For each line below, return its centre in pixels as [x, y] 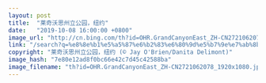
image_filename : [35, 67]
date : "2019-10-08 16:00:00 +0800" [70, 30]
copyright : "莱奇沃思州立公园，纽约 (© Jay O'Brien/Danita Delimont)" [120, 52]
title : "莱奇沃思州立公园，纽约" [59, 23]
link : [17, 45]
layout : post [30, 15]
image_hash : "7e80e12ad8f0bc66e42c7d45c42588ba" [90, 60]
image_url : [26, 38]
